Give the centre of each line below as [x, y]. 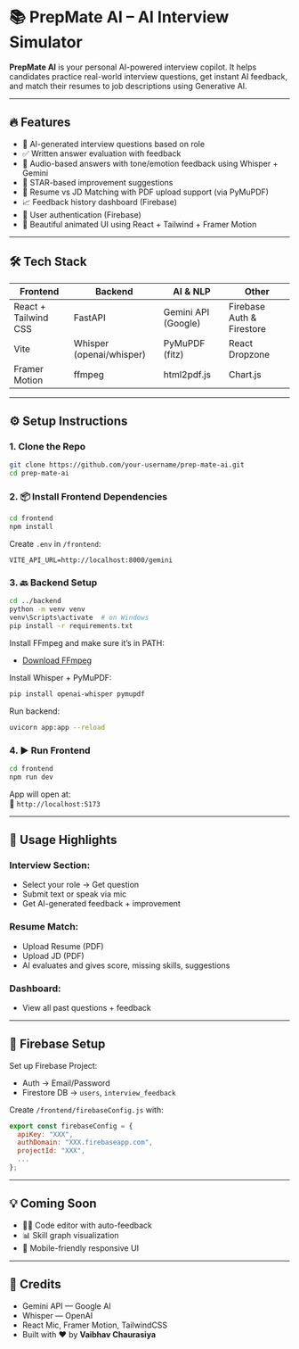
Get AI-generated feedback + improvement [101, 904]
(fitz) [174, 354]
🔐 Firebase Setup [57, 1044]
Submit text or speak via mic [74, 894]
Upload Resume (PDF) [63, 946]
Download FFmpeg [57, 660]
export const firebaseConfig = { [71, 1126]
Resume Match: [44, 927]
